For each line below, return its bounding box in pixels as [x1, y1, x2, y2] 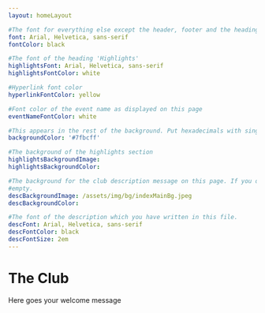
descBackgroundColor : [8, 199, 80, 207]
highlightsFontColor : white [8, 69, 101, 77]
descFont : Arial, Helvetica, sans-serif [8, 221, 144, 229]
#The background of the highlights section [8, 148, 154, 156]
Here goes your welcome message [8, 295, 121, 304]
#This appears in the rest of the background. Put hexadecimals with [8, 127, 242, 135]
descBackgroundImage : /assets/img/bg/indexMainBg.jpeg [8, 192, 192, 199]
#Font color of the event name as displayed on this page [8, 105, 203, 113]
